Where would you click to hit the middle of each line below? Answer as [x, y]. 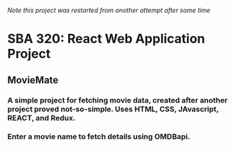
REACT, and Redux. [42, 118]
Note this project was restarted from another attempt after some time [109, 10]
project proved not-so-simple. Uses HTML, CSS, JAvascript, [113, 109]
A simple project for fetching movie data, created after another [117, 100]
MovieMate [33, 80]
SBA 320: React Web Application [106, 39]
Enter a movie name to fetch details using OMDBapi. [99, 137]
